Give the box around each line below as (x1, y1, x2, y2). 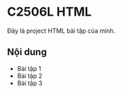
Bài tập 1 (16, 64, 41, 72)
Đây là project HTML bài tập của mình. (7, 27, 116, 35)
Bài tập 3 (16, 79, 42, 87)
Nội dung (7, 46, 47, 58)
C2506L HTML (7, 4, 92, 20)
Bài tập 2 (16, 72, 42, 80)
